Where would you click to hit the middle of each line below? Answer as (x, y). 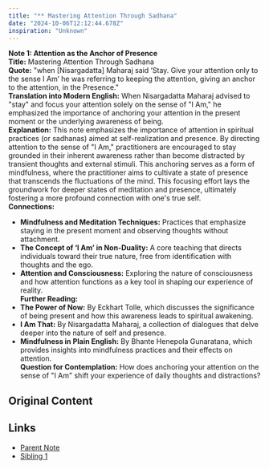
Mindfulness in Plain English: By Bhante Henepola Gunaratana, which (136, 342)
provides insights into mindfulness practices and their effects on (126, 350)
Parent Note (40, 447)
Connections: (31, 207)
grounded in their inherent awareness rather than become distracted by (126, 156)
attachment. (40, 239)
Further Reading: (49, 299)
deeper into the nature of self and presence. (93, 333)
